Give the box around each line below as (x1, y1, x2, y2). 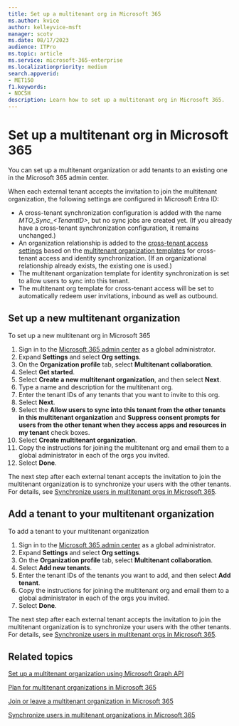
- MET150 (8, 76, 34, 84)
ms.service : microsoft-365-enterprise (8, 57, 123, 64)
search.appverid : (8, 70, 60, 77)
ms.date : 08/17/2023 (8, 37, 70, 44)
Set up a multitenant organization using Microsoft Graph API (8, 670, 184, 678)
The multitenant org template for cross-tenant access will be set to (18, 284, 214, 293)
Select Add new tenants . (18, 563, 92, 572)
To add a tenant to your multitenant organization (8, 527, 149, 535)
